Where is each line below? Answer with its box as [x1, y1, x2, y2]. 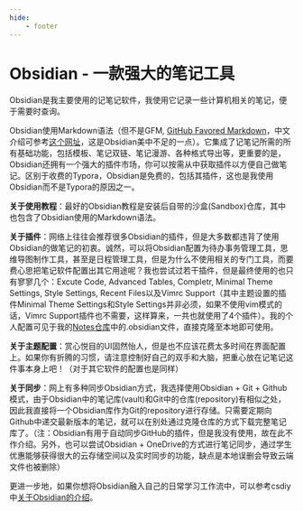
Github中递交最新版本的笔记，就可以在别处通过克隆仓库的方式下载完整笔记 [9, 416, 287, 427]
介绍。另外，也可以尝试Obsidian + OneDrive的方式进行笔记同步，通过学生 [16, 439, 293, 450]
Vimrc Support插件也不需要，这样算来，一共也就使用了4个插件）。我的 [24, 311, 286, 321]
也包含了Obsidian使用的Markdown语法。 [9, 212, 161, 223]
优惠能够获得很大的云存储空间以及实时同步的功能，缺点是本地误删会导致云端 [9, 451, 294, 461]
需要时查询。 [16, 106, 65, 117]
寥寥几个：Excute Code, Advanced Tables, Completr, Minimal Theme [16, 276, 273, 287]
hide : [9, 13, 30, 23]
